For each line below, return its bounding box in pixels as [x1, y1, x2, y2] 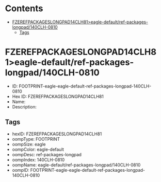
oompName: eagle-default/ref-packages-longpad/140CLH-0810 [12, 162, 141, 168]
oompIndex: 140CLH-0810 [12, 157, 65, 163]
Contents [5, 3, 44, 14]
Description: [12, 104, 37, 109]
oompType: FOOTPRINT [12, 136, 60, 142]
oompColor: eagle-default [12, 146, 64, 152]
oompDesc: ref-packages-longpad [12, 151, 81, 157]
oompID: [12, 167, 30, 173]
